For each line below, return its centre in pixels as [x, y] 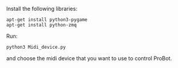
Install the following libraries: [42, 9]
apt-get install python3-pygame [47, 20]
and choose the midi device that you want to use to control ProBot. [89, 58]
